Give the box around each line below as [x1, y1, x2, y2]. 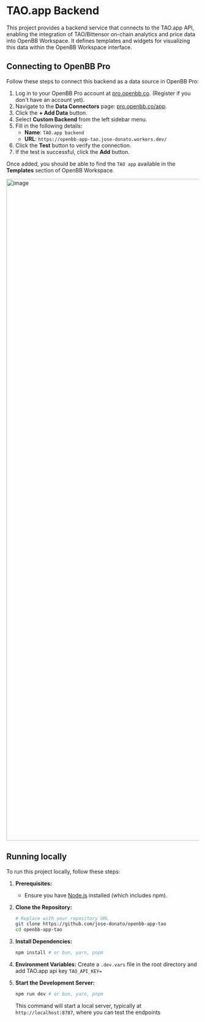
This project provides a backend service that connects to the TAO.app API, [6, 24, 195, 31]
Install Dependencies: [15, 938, 72, 945]
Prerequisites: [15, 880, 53, 887]
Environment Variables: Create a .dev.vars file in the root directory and [15, 961, 197, 968]
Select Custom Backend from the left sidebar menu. [15, 115, 147, 123]
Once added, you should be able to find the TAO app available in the [6, 160, 176, 167]
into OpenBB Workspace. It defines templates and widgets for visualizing [6, 37, 190, 44]
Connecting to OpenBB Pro [6, 61, 111, 72]
